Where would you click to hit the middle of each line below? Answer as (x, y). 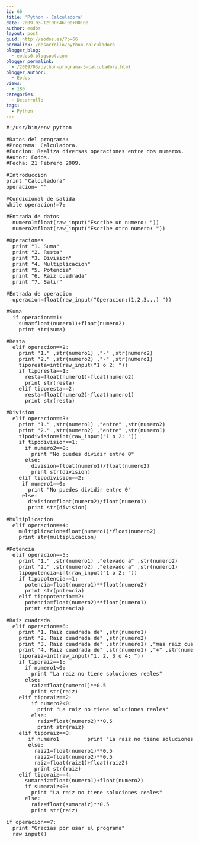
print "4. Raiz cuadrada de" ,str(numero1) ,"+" (91, 650)
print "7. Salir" (37, 282)
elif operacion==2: (41, 347)
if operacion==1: (37, 318)
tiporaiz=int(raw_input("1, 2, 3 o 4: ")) (81, 656)
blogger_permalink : (30, 61)
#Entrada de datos (33, 217)
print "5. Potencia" (42, 270)
